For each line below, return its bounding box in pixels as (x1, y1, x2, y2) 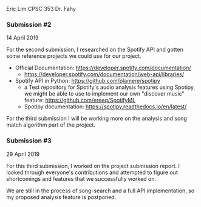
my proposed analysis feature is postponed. (6, 193, 117, 200)
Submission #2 (6, 20, 52, 29)
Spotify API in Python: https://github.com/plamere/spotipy (15, 77, 161, 85)
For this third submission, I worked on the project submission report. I (6, 162, 180, 169)
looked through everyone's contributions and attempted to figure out (6, 169, 178, 176)
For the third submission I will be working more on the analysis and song (6, 115, 187, 122)
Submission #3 (6, 136, 52, 145)
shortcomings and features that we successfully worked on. (6, 175, 157, 182)
